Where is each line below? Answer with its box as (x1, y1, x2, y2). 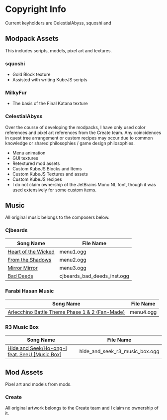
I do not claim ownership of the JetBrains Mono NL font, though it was (12, 181, 156, 187)
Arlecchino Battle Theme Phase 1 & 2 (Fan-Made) (7, 309, 125, 316)
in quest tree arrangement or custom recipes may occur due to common (5, 135, 153, 140)
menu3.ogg (59, 264, 86, 271)
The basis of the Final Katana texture (12, 101, 88, 107)
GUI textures (12, 155, 39, 161)
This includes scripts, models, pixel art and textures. (5, 47, 112, 53)
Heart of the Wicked (7, 248, 55, 255)
